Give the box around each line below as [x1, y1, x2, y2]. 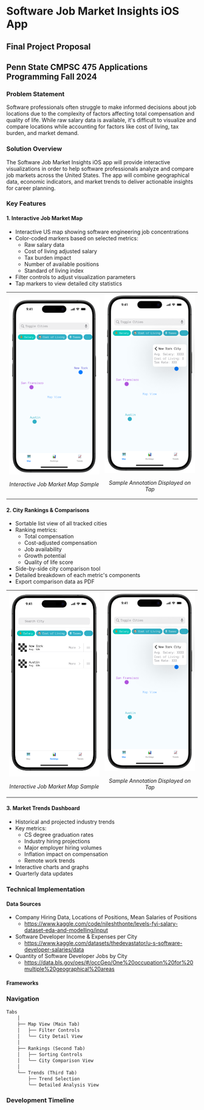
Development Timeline [6, 1096, 75, 1105]
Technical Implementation [6, 885, 85, 893]
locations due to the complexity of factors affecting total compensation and [6, 110, 195, 117]
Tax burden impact [24, 254, 72, 261]
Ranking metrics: [15, 526, 58, 533]
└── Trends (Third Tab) [17, 1070, 78, 1076]
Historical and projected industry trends [15, 818, 115, 825]
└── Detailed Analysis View [28, 1082, 99, 1088]
